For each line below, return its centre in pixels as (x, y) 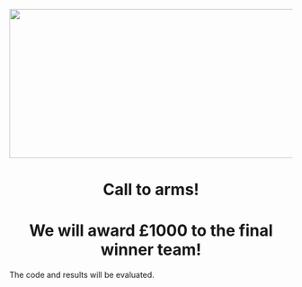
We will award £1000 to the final (151, 231)
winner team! (151, 250)
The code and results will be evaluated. (82, 275)
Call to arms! (151, 190)
